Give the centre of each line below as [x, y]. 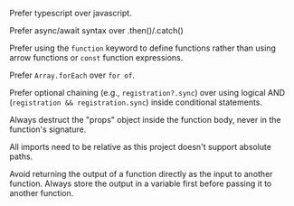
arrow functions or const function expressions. [96, 57]
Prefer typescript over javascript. [71, 13]
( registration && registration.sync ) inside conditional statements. [136, 102]
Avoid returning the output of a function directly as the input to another [141, 174]
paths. [21, 156]
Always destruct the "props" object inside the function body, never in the [146, 120]
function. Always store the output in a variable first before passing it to [141, 183]
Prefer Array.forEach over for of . [72, 75]
